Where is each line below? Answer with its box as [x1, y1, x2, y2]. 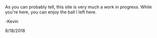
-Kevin [5, 19, 19, 24]
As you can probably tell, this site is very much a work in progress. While [5, 4, 152, 10]
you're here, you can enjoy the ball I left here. [5, 9, 97, 15]
